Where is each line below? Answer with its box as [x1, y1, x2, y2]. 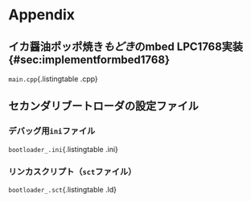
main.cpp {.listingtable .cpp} [8, 74, 98, 84]
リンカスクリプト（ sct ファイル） [8, 166, 137, 177]
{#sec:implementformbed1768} [8, 52, 171, 66]
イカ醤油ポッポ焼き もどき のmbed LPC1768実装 [8, 39, 244, 53]
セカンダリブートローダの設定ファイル [8, 99, 199, 113]
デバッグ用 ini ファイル [8, 126, 96, 137]
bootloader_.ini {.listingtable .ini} [8, 144, 119, 154]
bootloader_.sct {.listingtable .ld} [8, 184, 117, 194]
